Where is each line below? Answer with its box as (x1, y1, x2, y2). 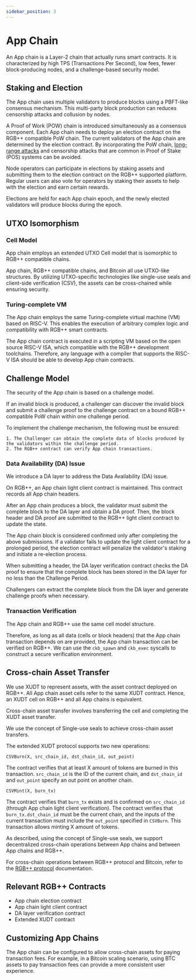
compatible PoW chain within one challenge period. (6, 413, 130, 420)
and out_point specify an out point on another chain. (6, 777, 133, 784)
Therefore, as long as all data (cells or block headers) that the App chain (6, 631, 180, 638)
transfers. (6, 731, 29, 738)
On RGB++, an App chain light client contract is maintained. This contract (6, 484, 183, 491)
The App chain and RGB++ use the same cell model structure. (6, 620, 156, 627)
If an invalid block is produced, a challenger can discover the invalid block (6, 400, 184, 407)
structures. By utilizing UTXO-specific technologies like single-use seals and (6, 273, 191, 280)
